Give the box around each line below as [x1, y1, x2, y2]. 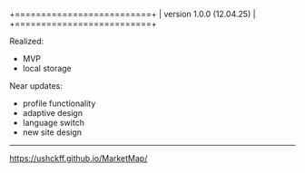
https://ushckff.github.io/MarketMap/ [9, 153, 148, 163]
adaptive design [22, 108, 84, 118]
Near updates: [9, 81, 64, 91]
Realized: [9, 36, 44, 46]
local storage [22, 63, 73, 73]
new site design [22, 127, 83, 138]
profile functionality [22, 98, 96, 109]
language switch [22, 118, 84, 128]
